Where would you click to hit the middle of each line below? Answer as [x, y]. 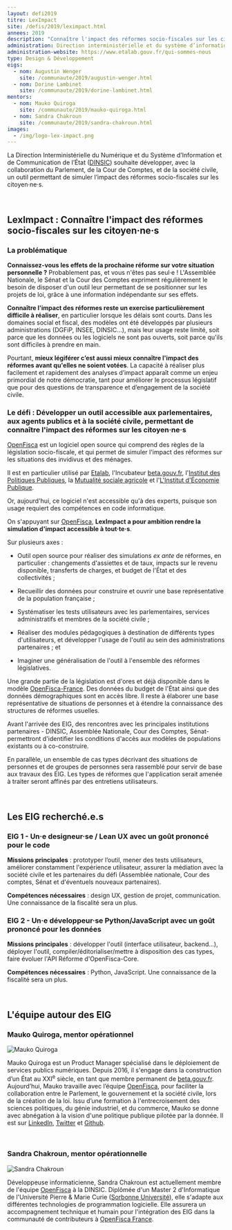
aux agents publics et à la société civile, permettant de [100, 421]
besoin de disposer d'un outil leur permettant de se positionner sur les [107, 287]
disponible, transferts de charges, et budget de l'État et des [102, 570]
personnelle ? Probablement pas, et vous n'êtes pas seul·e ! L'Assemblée [112, 272]
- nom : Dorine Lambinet [47, 84]
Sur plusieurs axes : [35, 542]
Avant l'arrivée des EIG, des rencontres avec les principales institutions [108, 724]
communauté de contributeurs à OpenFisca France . [80, 1219]
